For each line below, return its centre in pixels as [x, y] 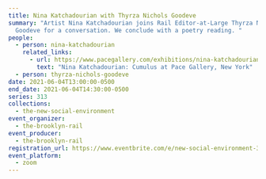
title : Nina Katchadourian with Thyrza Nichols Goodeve [102, 15]
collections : [30, 104]
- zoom [26, 163]
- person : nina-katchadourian [65, 45]
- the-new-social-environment [65, 112]
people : [21, 38]
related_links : [47, 52]
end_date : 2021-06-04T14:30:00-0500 [68, 89]
